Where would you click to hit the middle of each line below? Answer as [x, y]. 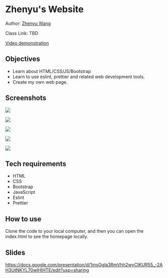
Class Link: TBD [22, 33]
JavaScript [24, 192]
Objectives [23, 59]
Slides [15, 252]
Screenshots [26, 98]
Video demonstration [27, 43]
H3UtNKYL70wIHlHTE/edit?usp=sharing [47, 270]
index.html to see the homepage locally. [47, 236]
